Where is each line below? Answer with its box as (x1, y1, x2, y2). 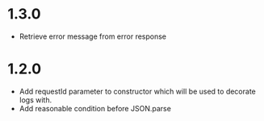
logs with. (19, 94, 52, 105)
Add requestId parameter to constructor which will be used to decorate (19, 86, 256, 96)
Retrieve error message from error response (19, 31, 167, 41)
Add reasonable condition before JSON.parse (19, 103, 171, 113)
